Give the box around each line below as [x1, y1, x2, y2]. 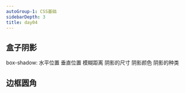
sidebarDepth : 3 [6, 14, 46, 20]
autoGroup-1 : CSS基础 [6, 8, 57, 15]
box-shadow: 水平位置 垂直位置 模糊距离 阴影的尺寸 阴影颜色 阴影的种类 [6, 59, 179, 66]
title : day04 [6, 19, 38, 25]
